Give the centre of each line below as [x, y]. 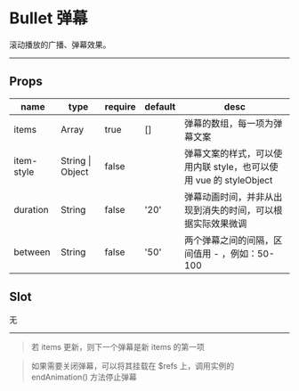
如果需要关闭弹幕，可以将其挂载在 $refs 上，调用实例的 [133, 365]
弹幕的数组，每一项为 [229, 123]
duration [31, 209]
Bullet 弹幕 [48, 18]
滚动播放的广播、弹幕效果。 [60, 45]
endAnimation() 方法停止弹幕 [84, 377]
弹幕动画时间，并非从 [229, 197]
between [32, 252]
